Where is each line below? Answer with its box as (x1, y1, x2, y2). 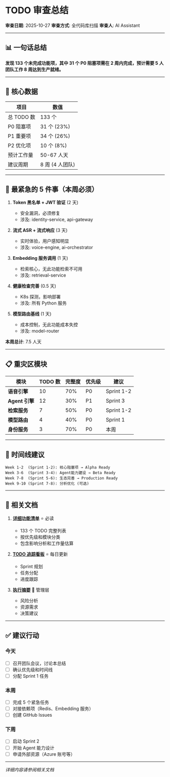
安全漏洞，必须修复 (20, 210, 61, 216)
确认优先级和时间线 (12, 667, 53, 673)
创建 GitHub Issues (12, 712, 52, 718)
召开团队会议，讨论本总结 (12, 660, 66, 666)
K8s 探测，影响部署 (20, 294, 61, 300)
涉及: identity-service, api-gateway (20, 216, 94, 223)
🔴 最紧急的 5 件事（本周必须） (5, 185, 99, 193)
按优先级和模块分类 (20, 534, 61, 540)
